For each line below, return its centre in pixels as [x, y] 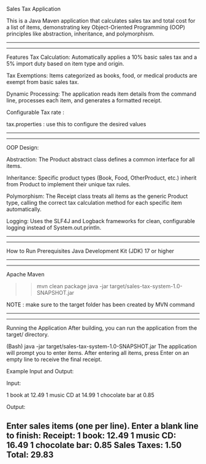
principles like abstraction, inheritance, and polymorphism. [80, 34]
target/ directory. [28, 334]
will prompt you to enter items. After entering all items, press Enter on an [98, 353]
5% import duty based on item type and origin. [65, 63]
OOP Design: [23, 147]
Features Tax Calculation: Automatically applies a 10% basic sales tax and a [102, 57]
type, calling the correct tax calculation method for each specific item [94, 203]
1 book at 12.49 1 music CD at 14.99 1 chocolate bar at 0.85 [80, 395]
